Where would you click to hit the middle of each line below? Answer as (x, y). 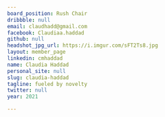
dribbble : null (29, 20)
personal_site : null (37, 71)
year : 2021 (23, 97)
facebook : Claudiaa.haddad (46, 33)
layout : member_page (37, 52)
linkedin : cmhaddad (35, 58)
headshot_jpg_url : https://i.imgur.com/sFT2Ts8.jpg (82, 45)
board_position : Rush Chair (47, 13)
